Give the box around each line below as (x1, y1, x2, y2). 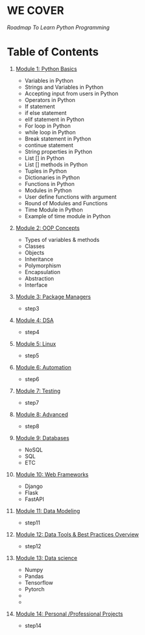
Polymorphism (24, 262, 61, 269)
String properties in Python (24, 148, 93, 155)
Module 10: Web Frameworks (15, 470, 89, 478)
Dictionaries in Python (24, 174, 81, 181)
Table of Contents (7, 45, 99, 59)
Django (24, 482, 43, 490)
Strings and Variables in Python (24, 83, 104, 91)
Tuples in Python (24, 167, 67, 174)
